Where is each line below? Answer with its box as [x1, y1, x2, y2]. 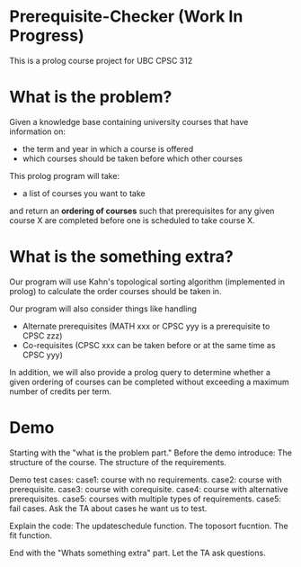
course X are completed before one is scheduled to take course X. [9, 214, 255, 226]
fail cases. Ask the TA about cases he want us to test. [9, 502, 208, 514]
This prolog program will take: [9, 170, 120, 181]
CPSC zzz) [22, 330, 63, 341]
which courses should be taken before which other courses [22, 153, 243, 164]
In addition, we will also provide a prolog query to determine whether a [9, 366, 271, 377]
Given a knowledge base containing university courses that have [9, 116, 249, 127]
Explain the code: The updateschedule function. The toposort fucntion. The [9, 520, 289, 531]
